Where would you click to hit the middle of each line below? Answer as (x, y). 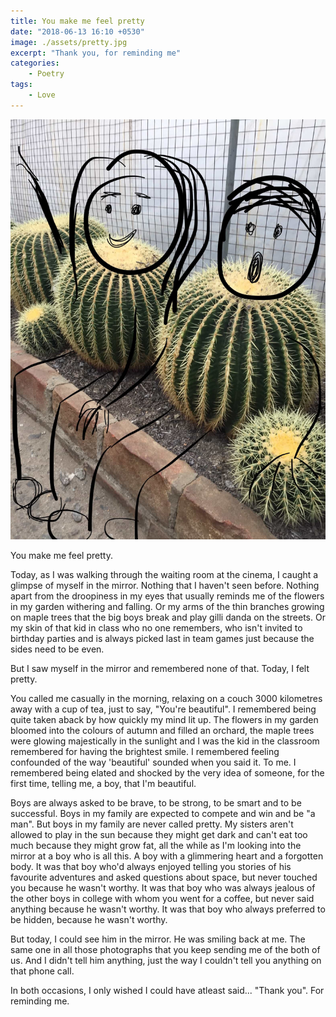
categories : (35, 63)
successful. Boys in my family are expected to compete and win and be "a (163, 813)
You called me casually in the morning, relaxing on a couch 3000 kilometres (166, 698)
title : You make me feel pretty (77, 21)
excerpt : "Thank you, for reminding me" (96, 53)
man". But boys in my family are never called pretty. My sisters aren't (152, 824)
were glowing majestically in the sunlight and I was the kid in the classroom (165, 741)
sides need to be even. (57, 649)
